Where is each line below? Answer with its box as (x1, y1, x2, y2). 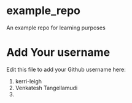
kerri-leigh (15, 77, 42, 85)
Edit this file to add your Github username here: (6, 66, 126, 73)
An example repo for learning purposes (6, 24, 106, 31)
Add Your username (6, 45, 111, 59)
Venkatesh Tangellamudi (15, 84, 78, 91)
